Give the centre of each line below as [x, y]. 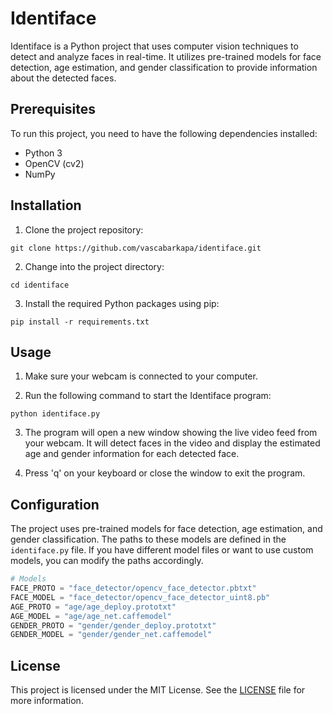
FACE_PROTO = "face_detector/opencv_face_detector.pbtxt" [133, 588]
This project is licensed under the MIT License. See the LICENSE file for [158, 690]
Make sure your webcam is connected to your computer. [141, 376]
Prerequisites [53, 109]
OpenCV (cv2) [54, 163]
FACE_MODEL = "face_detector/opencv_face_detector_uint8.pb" [140, 597]
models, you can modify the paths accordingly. [107, 561]
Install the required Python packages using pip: [122, 303]
